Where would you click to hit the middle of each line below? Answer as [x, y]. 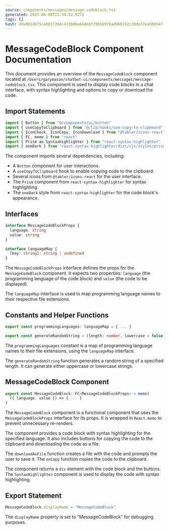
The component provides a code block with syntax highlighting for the [78, 433]
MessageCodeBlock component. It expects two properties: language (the [78, 273]
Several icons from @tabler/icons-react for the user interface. [77, 176]
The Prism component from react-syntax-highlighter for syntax [79, 182]
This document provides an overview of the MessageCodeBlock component [81, 74]
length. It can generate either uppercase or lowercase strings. [69, 366]
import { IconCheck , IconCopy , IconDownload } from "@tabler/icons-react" [85, 132]
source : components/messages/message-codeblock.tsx [60, 10]
